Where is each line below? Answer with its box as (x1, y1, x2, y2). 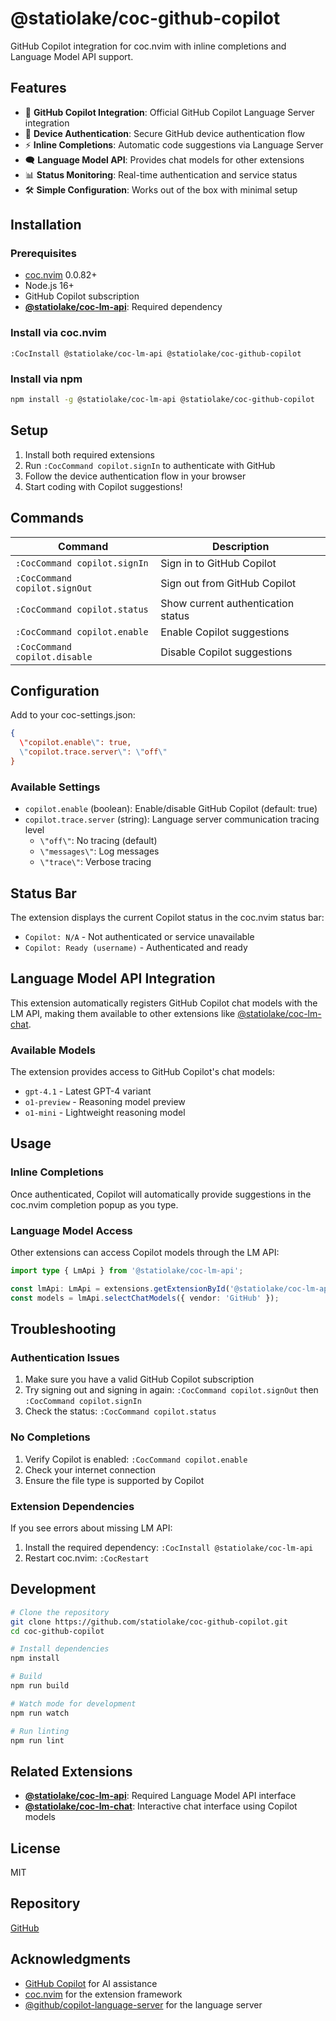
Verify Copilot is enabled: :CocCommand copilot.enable (24, 1453, 248, 1465)
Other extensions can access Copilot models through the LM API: (10, 1247, 280, 1259)
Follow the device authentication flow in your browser (24, 470, 247, 482)
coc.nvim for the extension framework (24, 1988, 183, 2000)
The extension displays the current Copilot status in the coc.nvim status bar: (10, 911, 325, 923)
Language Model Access (10, 1223, 133, 1237)
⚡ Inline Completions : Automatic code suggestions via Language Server (24, 138, 324, 151)
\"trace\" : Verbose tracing (39, 856, 152, 868)
